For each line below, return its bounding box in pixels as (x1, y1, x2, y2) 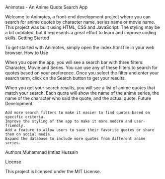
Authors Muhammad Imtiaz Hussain (5, 149, 79, 155)
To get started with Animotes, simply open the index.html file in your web (5, 45, 155, 50)
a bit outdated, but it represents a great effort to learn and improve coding (5, 30, 157, 35)
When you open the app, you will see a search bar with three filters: (5, 60, 144, 65)
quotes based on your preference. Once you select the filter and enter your (5, 70, 159, 76)
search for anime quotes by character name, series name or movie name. (5, 19, 156, 25)
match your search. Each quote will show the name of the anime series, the (5, 90, 159, 96)
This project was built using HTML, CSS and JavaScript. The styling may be (5, 24, 160, 30)
